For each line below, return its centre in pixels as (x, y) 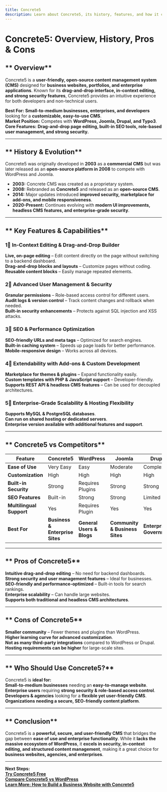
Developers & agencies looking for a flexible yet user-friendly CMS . (76, 696)
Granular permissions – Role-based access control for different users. (78, 295)
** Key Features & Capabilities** (57, 231)
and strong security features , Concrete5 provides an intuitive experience (81, 95)
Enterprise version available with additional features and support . (74, 424)
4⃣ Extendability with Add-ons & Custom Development (73, 363)
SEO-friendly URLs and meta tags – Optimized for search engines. (74, 340)
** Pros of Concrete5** (43, 561)
